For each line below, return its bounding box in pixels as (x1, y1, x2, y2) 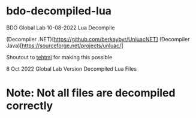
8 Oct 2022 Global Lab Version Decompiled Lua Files (6, 65, 137, 72)
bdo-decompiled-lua (6, 4, 112, 18)
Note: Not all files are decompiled (6, 86, 176, 100)
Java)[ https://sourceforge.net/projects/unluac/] (6, 42, 124, 49)
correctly (6, 99, 53, 113)
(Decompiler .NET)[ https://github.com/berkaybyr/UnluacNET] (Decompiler (6, 35, 190, 43)
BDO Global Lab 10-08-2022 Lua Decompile (6, 24, 115, 31)
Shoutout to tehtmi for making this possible (6, 53, 113, 60)
